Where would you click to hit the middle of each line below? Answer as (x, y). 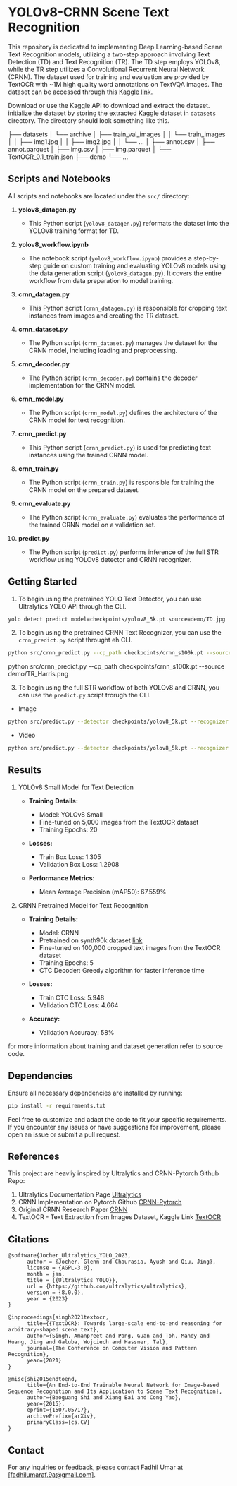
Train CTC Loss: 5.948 (72, 997)
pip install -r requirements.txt (57, 1105)
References (34, 1156)
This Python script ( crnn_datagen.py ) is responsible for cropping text (128, 308)
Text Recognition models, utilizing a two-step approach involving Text (109, 54)
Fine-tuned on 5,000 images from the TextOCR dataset (119, 822)
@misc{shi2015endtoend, (43, 1379)
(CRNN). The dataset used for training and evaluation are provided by (109, 77)
